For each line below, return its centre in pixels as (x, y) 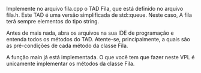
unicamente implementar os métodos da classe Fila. (70, 63)
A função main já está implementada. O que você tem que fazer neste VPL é (100, 57)
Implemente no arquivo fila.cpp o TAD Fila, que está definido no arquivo (95, 9)
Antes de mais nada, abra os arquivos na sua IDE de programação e (90, 33)
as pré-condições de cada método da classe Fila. (67, 45)
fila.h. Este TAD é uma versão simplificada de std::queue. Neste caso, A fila (99, 15)
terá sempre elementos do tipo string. (53, 21)
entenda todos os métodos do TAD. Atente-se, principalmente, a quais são (98, 39)
